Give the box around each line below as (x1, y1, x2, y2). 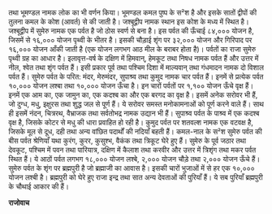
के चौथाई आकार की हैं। (8, 181, 69, 191)
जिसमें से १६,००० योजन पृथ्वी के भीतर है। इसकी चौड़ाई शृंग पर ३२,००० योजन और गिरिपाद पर (8, 35, 253, 45)
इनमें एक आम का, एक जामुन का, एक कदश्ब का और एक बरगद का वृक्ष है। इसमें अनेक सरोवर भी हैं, (8, 90, 258, 99)
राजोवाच (8, 198, 30, 207)
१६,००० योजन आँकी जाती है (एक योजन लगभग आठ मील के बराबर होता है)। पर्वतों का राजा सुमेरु (8, 45, 257, 54)
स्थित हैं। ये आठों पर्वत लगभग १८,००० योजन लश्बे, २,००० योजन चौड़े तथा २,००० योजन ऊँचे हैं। (8, 155, 261, 164)
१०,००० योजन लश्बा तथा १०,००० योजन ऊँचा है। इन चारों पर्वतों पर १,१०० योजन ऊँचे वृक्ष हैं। (8, 81, 254, 90)
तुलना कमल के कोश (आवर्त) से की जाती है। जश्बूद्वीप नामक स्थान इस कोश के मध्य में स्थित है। (8, 17, 249, 26)
